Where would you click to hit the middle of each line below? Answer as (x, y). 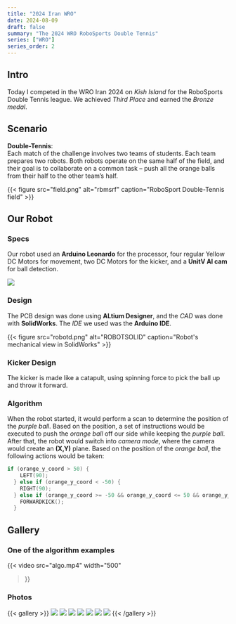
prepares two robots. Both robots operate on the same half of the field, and (116, 161)
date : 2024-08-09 (33, 20)
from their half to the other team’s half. (63, 176)
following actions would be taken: (56, 456)
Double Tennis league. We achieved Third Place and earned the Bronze (111, 99)
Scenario (27, 129)
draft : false (26, 27)
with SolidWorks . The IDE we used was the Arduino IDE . (90, 323)
